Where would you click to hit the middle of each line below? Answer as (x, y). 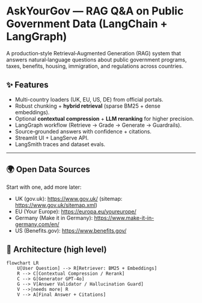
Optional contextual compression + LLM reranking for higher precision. (104, 118)
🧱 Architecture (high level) (57, 249)
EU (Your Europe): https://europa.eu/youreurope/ (75, 211)
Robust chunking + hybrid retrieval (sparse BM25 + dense (87, 106)
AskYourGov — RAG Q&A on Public (95, 11)
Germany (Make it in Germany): (54, 218)
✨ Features (27, 85)
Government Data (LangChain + (87, 24)
